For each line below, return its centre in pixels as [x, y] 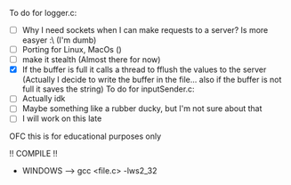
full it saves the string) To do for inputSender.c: [108, 89]
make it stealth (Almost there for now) [91, 60]
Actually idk [44, 99]
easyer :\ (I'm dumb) [59, 40]
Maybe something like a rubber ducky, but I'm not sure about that [142, 109]
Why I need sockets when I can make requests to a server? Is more [145, 30]
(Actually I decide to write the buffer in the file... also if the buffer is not [152, 80]
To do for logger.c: [43, 13]
